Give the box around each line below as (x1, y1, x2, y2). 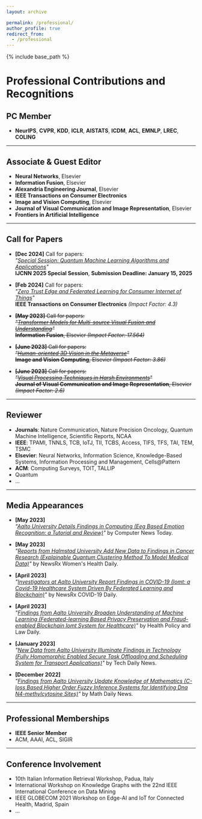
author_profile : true (6, 25, 61, 31)
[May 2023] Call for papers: (14, 312, 85, 319)
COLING (14, 133, 36, 141)
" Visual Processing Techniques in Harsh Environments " (14, 374, 153, 381)
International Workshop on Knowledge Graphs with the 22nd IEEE (14, 782, 178, 788)
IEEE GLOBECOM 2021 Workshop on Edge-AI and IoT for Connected (14, 794, 185, 801)
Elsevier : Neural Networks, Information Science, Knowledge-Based (14, 451, 182, 459)
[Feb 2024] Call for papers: (14, 281, 84, 288)
